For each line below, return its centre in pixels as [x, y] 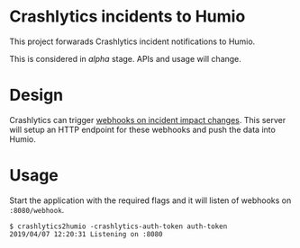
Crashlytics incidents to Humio [127, 17]
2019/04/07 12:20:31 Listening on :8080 [86, 234]
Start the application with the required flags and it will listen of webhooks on [150, 200]
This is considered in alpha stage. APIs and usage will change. [125, 58]
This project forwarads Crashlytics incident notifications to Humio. [132, 41]
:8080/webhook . [37, 209]
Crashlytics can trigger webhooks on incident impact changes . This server [148, 120]
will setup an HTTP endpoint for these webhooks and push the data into [143, 129]
